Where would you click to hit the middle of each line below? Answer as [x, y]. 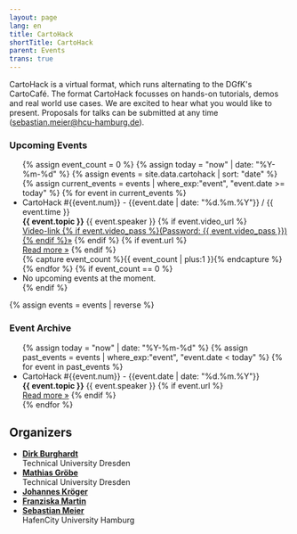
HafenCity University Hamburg [78, 520]
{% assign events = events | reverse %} [82, 305]
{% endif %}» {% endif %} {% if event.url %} [104, 241]
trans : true [31, 59]
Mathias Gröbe [50, 472]
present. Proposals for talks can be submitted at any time [114, 113]
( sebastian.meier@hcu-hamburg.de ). [77, 122]
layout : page [33, 17]
